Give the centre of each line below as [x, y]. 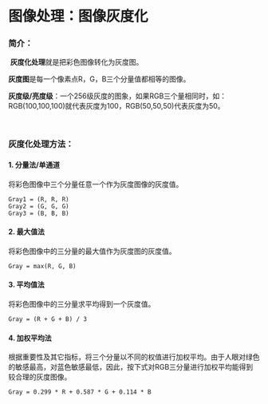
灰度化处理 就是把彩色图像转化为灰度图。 [77, 62]
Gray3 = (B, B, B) [39, 213]
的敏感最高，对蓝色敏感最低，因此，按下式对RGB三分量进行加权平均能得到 [131, 367]
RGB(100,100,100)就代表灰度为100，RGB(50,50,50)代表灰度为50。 [116, 106]
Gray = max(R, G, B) [43, 266]
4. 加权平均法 [30, 338]
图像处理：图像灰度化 [79, 16]
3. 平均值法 [27, 285]
